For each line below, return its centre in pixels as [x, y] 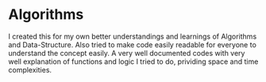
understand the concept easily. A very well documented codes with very [127, 53]
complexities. [30, 69]
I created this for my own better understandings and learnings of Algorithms [133, 36]
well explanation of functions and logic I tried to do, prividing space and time [133, 61]
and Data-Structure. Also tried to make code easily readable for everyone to [132, 44]
